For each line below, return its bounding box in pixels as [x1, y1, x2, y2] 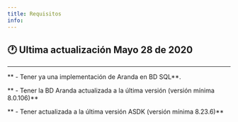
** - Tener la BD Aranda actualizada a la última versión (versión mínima [7, 86, 215, 95]
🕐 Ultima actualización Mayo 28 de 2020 [7, 44, 193, 56]
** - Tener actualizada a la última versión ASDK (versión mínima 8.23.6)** [7, 107, 225, 116]
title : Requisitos [7, 10, 62, 18]
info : [7, 17, 23, 24]
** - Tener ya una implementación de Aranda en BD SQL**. [7, 73, 181, 81]
